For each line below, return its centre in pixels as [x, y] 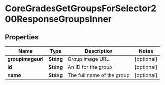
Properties [22, 37]
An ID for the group [90, 67]
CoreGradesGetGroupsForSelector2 [81, 9]
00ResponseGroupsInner [58, 19]
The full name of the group [99, 75]
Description [99, 51]
